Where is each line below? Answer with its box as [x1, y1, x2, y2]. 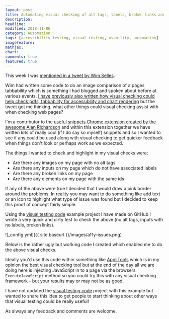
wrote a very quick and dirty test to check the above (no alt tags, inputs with [5, 217, 163, 223]
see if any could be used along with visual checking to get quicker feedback [5, 135, 163, 141]
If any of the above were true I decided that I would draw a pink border [5, 186, 152, 192]
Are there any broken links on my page [12, 171, 93, 177]
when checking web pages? [5, 109, 64, 115]
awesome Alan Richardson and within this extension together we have [5, 124, 150, 130]
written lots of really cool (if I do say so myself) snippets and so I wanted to [5, 129, 161, 136]
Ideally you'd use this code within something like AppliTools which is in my [5, 257, 159, 263]
